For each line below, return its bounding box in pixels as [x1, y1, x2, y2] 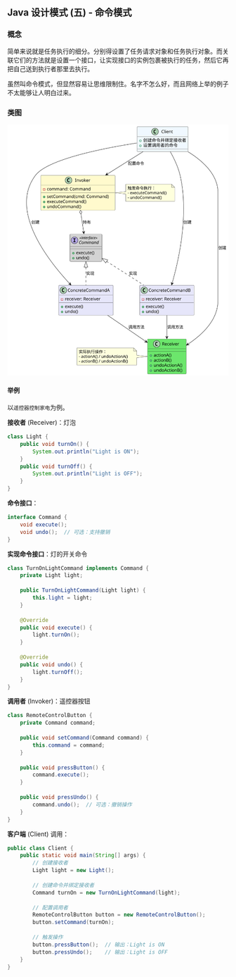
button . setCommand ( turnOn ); [32, 919, 114, 926]
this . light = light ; [32, 595, 93, 602]
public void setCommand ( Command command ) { [20, 735, 150, 742]
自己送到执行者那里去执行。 [13, 64, 93, 73]
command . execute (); [32, 771, 90, 778]
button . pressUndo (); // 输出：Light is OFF [32, 948, 169, 956]
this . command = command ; [32, 742, 105, 749]
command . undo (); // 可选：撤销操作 [32, 801, 132, 808]
